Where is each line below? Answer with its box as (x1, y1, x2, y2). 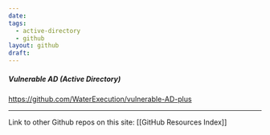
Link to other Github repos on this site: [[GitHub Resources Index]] (8, 117, 227, 127)
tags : (8, 19, 27, 27)
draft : (8, 49, 31, 57)
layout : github (8, 42, 59, 50)
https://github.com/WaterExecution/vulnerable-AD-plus (8, 94, 192, 104)
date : (8, 11, 27, 20)
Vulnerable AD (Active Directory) (8, 74, 121, 84)
